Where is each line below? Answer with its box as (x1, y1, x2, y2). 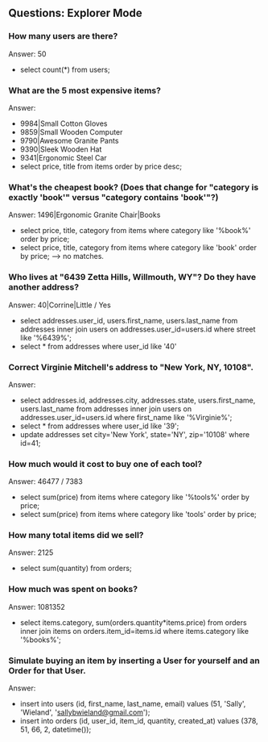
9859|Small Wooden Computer (19, 127, 123, 136)
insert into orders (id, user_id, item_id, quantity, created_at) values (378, (19, 716, 259, 726)
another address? (8, 281, 79, 293)
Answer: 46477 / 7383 (8, 477, 83, 486)
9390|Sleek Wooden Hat (19, 144, 102, 154)
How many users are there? (8, 31, 118, 42)
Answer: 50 (8, 48, 47, 59)
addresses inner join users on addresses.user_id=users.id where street (19, 324, 256, 334)
